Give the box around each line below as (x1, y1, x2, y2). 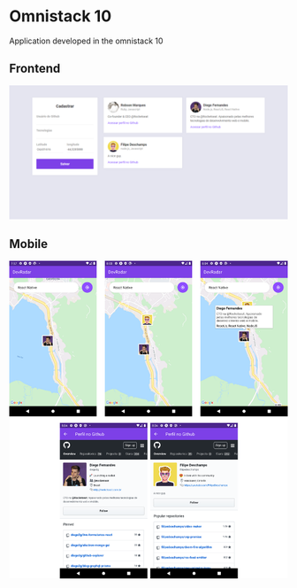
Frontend (9, 61, 61, 76)
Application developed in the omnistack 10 (9, 35, 164, 46)
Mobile (9, 236, 49, 251)
